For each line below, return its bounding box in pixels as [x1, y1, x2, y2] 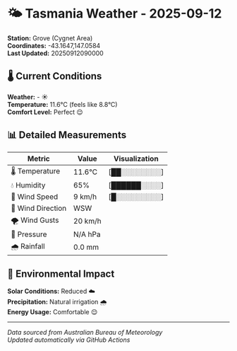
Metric [27, 154, 51, 163]
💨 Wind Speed [11, 192, 59, 202]
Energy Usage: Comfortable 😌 [7, 308, 98, 316]
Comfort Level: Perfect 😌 [7, 108, 83, 116]
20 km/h [73, 217, 102, 226]
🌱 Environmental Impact [7, 267, 115, 280]
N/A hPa [73, 229, 101, 239]
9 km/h [73, 192, 97, 202]
